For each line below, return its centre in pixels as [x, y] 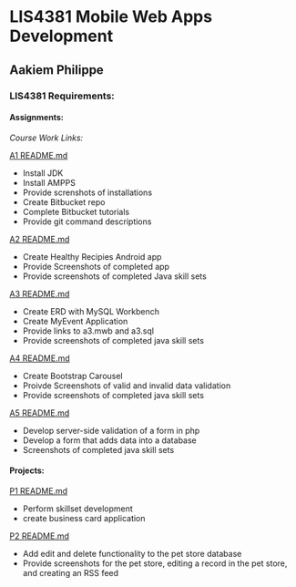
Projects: [27, 470]
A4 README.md [40, 358]
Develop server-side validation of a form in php [111, 430]
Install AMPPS [49, 182]
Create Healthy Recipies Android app [92, 256]
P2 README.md [40, 536]
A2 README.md [40, 239]
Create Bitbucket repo [64, 201]
